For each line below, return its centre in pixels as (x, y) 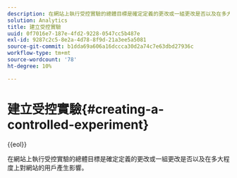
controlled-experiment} (78, 125)
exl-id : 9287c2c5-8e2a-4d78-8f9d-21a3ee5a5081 (77, 40)
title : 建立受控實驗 (34, 27)
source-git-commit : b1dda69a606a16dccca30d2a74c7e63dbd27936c (101, 46)
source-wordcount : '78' (42, 60)
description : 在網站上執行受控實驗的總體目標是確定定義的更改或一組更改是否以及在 (115, 14)
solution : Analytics (38, 20)
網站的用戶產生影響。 (57, 167)
